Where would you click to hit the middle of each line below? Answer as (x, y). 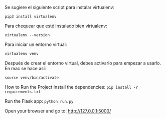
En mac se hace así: (25, 68)
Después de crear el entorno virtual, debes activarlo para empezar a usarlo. (83, 63)
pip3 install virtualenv (31, 17)
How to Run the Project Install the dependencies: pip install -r (71, 87)
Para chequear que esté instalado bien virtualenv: (56, 26)
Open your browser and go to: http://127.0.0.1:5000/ (58, 111)
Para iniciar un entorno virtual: (36, 44)
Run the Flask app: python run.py (39, 101)
